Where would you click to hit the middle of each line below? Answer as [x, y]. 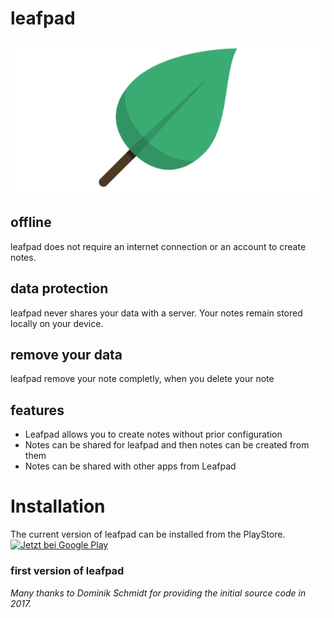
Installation [58, 506]
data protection [59, 288]
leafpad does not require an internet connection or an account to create [158, 246]
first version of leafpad [67, 571]
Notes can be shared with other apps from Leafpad [130, 466]
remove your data [66, 355]
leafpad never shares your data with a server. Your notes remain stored [156, 313]
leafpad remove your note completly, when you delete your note [142, 379]
